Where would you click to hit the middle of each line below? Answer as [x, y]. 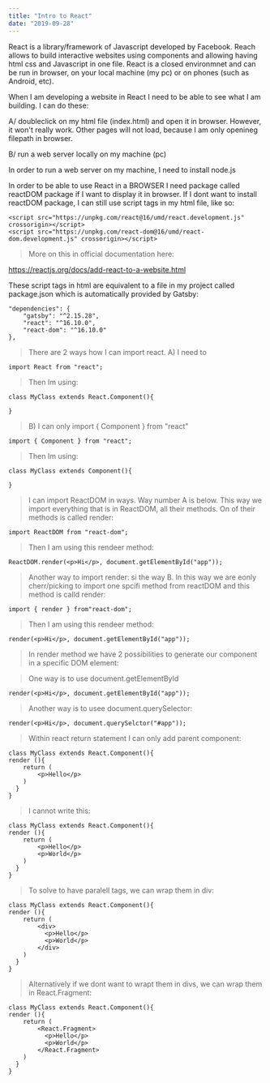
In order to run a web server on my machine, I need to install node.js [122, 169]
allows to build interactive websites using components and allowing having [133, 55]
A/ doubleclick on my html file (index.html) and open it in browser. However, [135, 121]
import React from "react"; [56, 367]
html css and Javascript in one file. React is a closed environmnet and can [133, 64]
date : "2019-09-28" [41, 24]
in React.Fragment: [60, 992]
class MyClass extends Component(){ [70, 471]
